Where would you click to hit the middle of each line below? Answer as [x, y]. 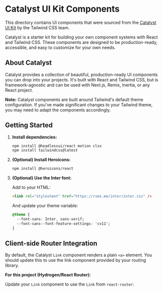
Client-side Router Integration [51, 243]
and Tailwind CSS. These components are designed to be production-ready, [81, 42]
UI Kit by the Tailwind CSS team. [37, 27]
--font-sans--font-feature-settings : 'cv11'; [63, 224]
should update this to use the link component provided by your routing [76, 260]
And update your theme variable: [45, 206]
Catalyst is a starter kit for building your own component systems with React [81, 37]
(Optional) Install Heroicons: [41, 160]
